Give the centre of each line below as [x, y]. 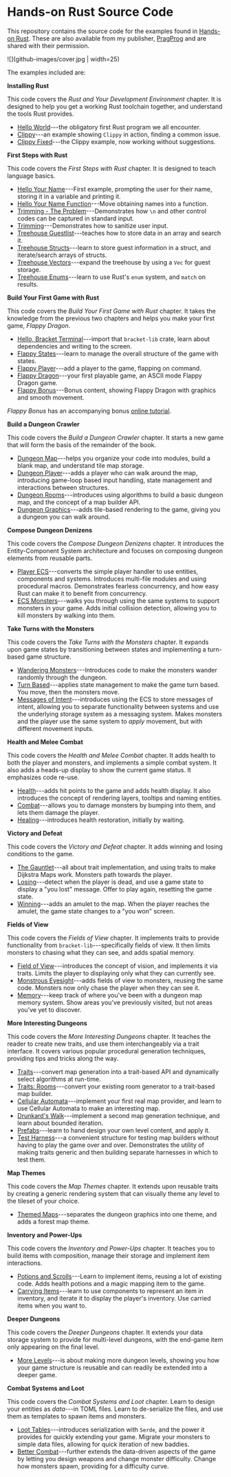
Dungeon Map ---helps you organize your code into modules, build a [114, 458]
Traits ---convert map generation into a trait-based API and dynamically [118, 1071]
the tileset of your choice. [43, 1201]
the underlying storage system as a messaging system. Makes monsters [119, 714]
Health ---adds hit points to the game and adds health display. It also [114, 790]
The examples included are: [46, 72]
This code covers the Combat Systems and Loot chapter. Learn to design [111, 1401]
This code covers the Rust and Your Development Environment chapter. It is [114, 99]
